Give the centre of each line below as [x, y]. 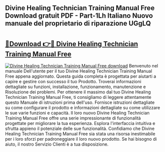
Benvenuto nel [144, 66]
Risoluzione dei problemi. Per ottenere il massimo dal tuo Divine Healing [78, 92]
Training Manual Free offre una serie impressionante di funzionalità [73, 118]
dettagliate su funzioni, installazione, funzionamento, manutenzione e [76, 87]
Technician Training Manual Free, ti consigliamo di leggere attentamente [78, 97]
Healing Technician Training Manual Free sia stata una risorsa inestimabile [80, 134]
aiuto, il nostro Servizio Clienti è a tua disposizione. [57, 144]
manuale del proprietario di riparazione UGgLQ [78, 23]
